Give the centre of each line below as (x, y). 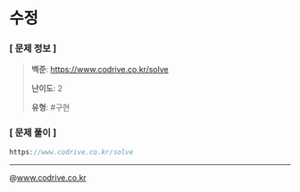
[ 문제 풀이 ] (33, 133)
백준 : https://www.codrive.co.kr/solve (100, 70)
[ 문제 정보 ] (33, 48)
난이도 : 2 (46, 88)
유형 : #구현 (50, 107)
